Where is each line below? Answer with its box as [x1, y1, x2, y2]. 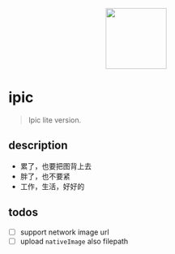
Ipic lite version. [28, 114, 82, 125]
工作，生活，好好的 [19, 181, 85, 191]
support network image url [19, 227, 109, 237]
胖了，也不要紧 [19, 171, 70, 181]
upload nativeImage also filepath [19, 236, 129, 246]
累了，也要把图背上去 [19, 161, 92, 170]
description [8, 139, 68, 153]
